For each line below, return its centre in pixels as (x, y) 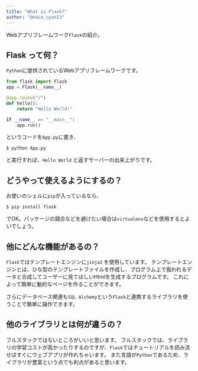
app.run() (29, 125)
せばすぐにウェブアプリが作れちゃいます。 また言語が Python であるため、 (95, 354)
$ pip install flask (32, 207)
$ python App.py (26, 149)
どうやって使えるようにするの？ (64, 180)
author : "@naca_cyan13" (35, 17)
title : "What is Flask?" (37, 12)
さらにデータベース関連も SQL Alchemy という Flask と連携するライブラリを (95, 297)
